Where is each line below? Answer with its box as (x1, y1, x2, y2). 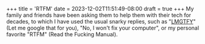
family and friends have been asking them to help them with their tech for (6, 11, 192, 19)
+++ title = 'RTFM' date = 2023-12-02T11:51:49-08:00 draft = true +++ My (6, 5, 194, 12)
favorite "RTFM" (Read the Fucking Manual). (6, 31, 118, 38)
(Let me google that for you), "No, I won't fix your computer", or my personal (6, 24, 199, 31)
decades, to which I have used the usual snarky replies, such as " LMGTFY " (6, 18, 196, 25)
